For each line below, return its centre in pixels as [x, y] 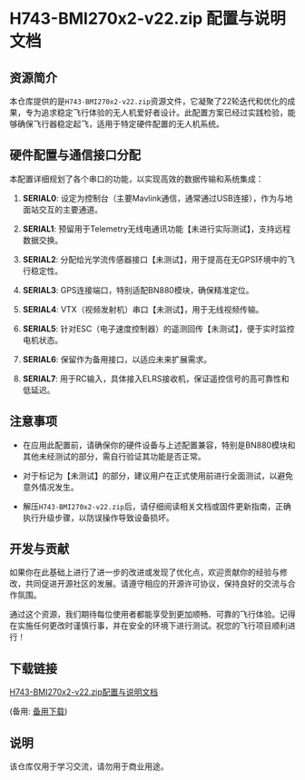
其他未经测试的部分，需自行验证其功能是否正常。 [114, 456]
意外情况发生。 [50, 487]
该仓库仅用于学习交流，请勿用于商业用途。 [89, 766]
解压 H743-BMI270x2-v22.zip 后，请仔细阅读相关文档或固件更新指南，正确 [157, 506]
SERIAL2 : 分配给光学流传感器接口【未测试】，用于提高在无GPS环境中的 [155, 259]
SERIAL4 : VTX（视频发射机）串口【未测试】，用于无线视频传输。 [143, 309]
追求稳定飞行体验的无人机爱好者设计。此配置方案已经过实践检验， [164, 113]
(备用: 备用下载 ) [39, 711]
